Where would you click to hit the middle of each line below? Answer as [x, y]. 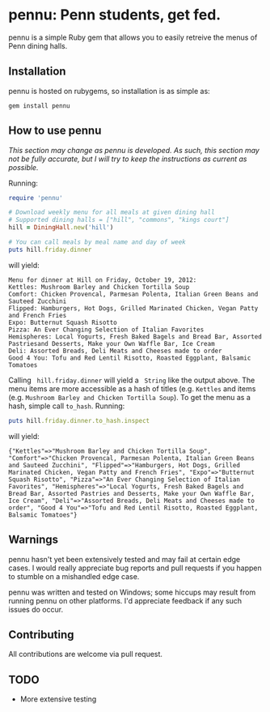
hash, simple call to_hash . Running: [67, 406]
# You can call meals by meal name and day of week [97, 242]
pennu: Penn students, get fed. [115, 15]
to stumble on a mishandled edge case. [74, 576]
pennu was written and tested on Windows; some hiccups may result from [132, 592]
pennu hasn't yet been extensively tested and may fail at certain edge [124, 559]
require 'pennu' [36, 198]
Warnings [34, 540]
